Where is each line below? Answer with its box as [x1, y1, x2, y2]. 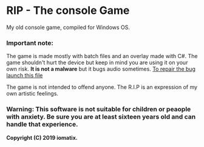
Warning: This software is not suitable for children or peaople [6, 105, 191, 114]
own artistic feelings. [6, 90, 59, 97]
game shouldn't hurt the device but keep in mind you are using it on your [6, 59, 188, 67]
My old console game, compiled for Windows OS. [6, 24, 131, 31]
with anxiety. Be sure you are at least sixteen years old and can [6, 113, 196, 121]
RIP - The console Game [6, 4, 130, 18]
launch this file [6, 72, 43, 79]
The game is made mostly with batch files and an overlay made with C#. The [6, 53, 198, 60]
